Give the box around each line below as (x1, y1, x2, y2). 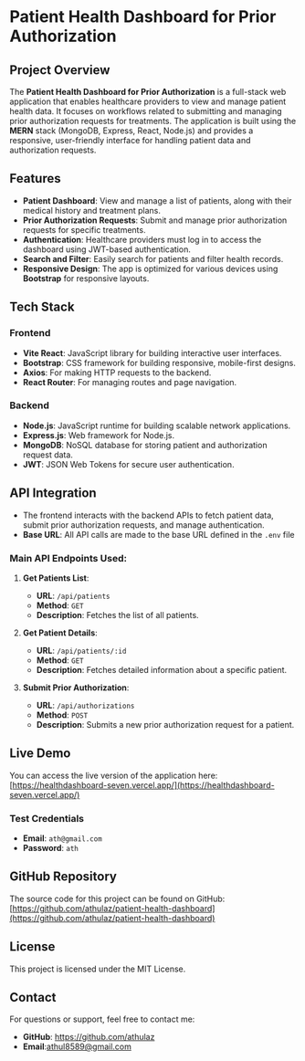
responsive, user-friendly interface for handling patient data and (9, 135, 251, 145)
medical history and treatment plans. (22, 205, 162, 215)
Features (9, 171, 61, 186)
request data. (22, 449, 73, 460)
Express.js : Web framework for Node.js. (22, 429, 175, 440)
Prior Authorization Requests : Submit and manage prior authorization (22, 215, 288, 226)
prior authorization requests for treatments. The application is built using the (9, 116, 297, 126)
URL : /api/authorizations (36, 699, 135, 710)
